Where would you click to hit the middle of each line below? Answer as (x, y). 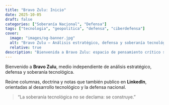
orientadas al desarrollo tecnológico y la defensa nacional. (66, 87)
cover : (12, 33)
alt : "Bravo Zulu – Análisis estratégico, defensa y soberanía (77, 43)
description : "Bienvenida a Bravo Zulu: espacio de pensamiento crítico (83, 52)
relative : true (26, 47)
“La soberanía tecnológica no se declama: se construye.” (76, 97)
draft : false (19, 19)
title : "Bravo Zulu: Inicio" (36, 10)
